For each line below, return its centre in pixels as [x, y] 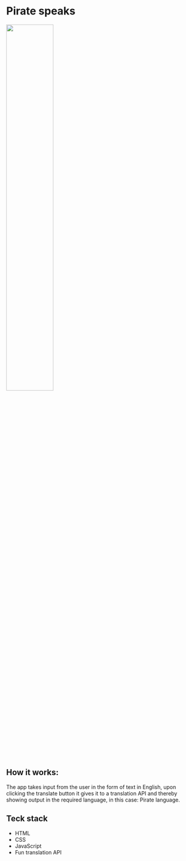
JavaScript [28, 846]
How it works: [32, 772]
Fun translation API [38, 852]
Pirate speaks [41, 11]
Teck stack [27, 819]
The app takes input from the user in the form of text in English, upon [91, 787]
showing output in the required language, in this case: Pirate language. [93, 800]
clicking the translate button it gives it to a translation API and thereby [92, 793]
